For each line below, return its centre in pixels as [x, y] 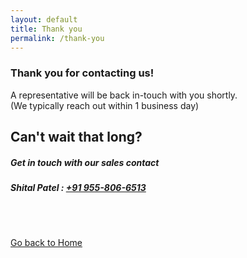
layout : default [44, 19]
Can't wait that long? [76, 137]
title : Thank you [46, 29]
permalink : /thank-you [57, 38]
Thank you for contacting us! [82, 73]
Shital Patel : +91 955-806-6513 [78, 188]
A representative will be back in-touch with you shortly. [124, 95]
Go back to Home [46, 243]
